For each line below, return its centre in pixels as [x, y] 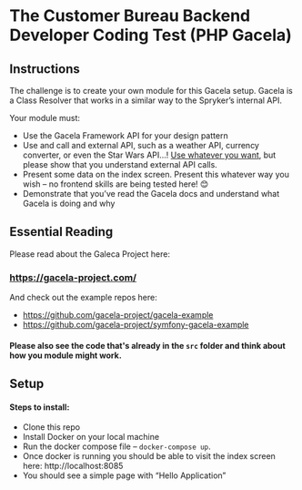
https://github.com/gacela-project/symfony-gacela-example [136, 325]
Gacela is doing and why [69, 203]
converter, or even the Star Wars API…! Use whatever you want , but [149, 155]
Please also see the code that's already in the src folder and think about [148, 345]
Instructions [45, 69]
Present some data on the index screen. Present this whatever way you [156, 174]
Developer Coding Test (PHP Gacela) [151, 35]
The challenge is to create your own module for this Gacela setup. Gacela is [151, 91]
